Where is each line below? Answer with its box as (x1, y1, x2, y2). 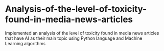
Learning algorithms (5, 40, 46, 46)
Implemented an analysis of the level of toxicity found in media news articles (5, 30, 159, 36)
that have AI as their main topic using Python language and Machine (5, 35, 143, 41)
